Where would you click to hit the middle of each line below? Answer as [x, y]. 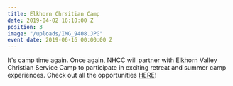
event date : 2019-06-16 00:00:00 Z [60, 40]
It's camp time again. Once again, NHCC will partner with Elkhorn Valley [113, 60]
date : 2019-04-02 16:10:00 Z [50, 20]
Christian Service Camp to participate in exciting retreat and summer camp [117, 68]
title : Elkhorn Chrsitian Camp [54, 14]
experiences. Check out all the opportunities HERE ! [82, 75]
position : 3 [25, 27]
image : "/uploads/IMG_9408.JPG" [55, 33]
